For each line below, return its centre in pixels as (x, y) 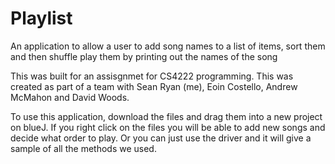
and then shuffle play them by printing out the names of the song (144, 56)
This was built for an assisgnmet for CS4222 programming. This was (152, 76)
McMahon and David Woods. (70, 97)
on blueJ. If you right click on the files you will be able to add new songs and (168, 127)
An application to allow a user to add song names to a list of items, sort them (168, 46)
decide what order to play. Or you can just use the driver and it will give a (161, 138)
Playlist (41, 18)
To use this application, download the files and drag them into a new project (166, 116)
